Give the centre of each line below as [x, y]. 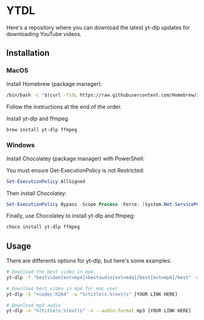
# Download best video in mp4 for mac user [62, 288]
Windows [21, 145]
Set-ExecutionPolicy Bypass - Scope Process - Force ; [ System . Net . [90, 204]
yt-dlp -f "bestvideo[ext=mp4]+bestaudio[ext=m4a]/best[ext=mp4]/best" [99, 277]
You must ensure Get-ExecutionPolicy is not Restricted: [75, 170]
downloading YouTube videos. [44, 34]
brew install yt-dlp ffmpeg [42, 130]
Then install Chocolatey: [36, 193]
